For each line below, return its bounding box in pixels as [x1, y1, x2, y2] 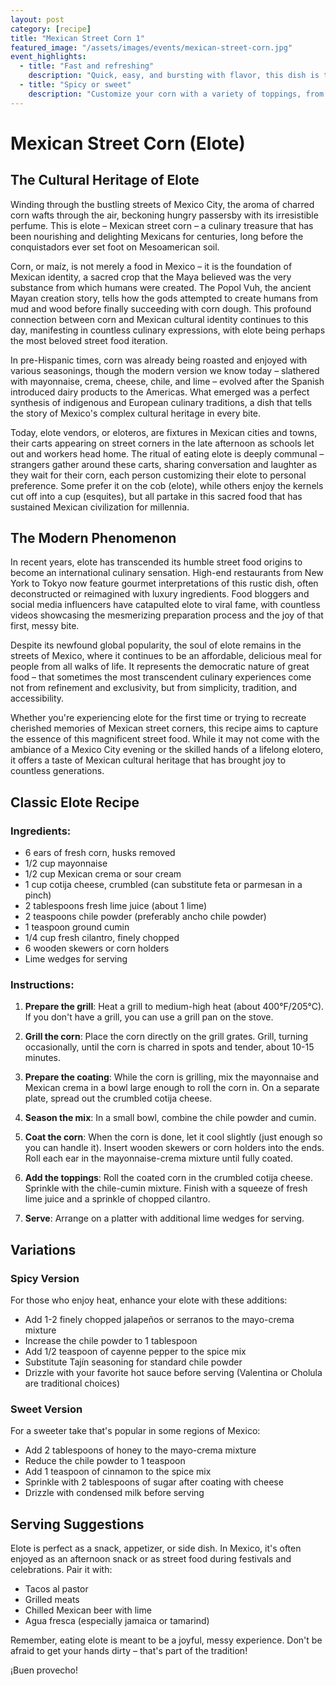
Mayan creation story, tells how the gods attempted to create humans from [10, 292, 318, 304]
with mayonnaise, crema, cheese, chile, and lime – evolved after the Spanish [10, 375, 325, 387]
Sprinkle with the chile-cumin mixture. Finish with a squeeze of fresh [24, 1182, 308, 1195]
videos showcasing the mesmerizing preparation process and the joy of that [10, 609, 324, 621]
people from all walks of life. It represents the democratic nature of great [10, 661, 310, 673]
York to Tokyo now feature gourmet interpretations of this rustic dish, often [10, 577, 319, 590]
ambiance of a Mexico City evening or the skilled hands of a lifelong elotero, [10, 744, 324, 756]
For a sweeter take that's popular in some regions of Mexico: [10, 1425, 261, 1437]
